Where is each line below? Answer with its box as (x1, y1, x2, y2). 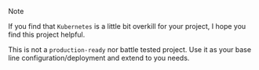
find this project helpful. (8, 30, 86, 39)
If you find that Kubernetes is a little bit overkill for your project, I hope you (8, 22, 246, 30)
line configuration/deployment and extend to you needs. (8, 54, 190, 62)
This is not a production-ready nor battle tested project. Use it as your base (8, 45, 252, 54)
